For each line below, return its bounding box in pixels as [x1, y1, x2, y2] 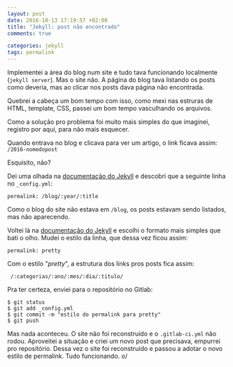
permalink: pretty [7, 247, 61, 254]
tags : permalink [7, 49, 55, 56]
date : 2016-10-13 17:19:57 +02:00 [7, 17, 108, 24]
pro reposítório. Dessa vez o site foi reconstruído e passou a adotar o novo [7, 345, 223, 352]
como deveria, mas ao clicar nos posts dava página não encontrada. [7, 83, 204, 91]
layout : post [7, 10, 45, 18]
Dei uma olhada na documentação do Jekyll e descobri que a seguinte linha [7, 172, 226, 180]
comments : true [7, 29, 52, 37]
